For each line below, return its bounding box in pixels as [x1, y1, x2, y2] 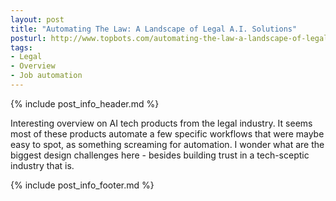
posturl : [10, 33, 47, 43]
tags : [10, 42, 33, 53]
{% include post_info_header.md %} [10, 97, 160, 110]
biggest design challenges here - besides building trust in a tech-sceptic [10, 149, 310, 161]
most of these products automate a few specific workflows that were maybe [10, 127, 325, 140]
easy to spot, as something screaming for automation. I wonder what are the [10, 138, 325, 150]
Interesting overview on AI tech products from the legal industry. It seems [10, 117, 313, 129]
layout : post [10, 14, 65, 25]
